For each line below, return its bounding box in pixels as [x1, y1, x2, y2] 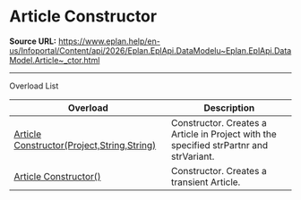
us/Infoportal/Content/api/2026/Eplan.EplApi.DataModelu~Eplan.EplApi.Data [9, 45, 292, 55]
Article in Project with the [171, 128, 278, 140]
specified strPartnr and [171, 138, 269, 151]
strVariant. [171, 150, 215, 162]
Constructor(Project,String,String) [13, 138, 157, 151]
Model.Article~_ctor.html [9, 54, 100, 65]
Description [203, 101, 255, 113]
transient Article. [171, 176, 241, 188]
